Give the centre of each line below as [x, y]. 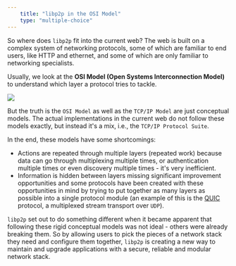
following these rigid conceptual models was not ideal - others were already [118, 227]
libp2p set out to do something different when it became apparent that [110, 219]
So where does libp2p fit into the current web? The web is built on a [106, 40]
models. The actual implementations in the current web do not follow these [116, 118]
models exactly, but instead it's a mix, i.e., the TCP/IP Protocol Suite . [108, 126]
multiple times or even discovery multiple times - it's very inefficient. [117, 168]
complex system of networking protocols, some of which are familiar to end [117, 48]
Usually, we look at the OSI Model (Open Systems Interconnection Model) [116, 76]
